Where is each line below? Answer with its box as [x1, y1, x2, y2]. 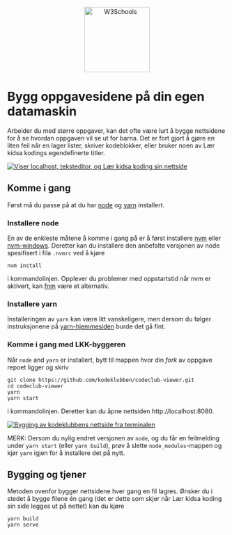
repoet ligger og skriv [7, 362, 69, 372]
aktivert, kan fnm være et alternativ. [7, 282, 110, 290]
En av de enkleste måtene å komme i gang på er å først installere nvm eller [7, 234, 222, 243]
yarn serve [7, 522, 39, 529]
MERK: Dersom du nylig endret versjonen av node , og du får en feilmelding [7, 433, 220, 442]
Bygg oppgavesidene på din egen [7, 89, 205, 104]
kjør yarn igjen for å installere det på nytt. [7, 449, 125, 457]
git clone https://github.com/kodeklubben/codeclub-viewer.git [7, 376, 195, 383]
